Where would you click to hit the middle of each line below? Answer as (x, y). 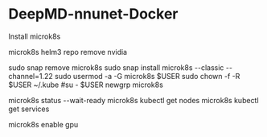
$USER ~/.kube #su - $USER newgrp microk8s (86, 85)
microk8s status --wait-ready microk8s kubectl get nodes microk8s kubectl (133, 100)
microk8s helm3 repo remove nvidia (68, 52)
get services (29, 109)
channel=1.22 (31, 76)
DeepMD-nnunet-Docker (93, 14)
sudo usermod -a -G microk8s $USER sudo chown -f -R (148, 76)
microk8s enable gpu (43, 124)
